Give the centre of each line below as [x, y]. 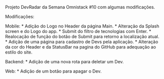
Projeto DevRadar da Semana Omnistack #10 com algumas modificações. [80, 7]
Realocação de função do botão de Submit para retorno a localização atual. [82, 37]
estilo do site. [19, 52]
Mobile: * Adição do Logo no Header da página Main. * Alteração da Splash [82, 26]
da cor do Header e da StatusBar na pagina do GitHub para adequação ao [81, 47]
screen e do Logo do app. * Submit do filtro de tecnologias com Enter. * [78, 31]
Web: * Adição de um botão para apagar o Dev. [53, 71]
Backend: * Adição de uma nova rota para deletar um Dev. [64, 62]
